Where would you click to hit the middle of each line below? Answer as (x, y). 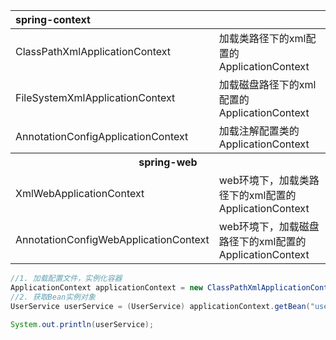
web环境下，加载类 (264, 180)
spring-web (168, 162)
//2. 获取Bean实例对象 (53, 297)
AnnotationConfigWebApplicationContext (112, 239)
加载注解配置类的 (259, 131)
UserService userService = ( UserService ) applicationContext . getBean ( (160, 306)
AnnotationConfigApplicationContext (102, 136)
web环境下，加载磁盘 (269, 226)
